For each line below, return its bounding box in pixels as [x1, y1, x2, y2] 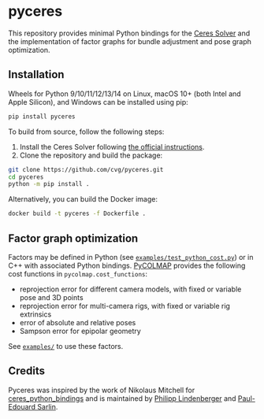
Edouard [8, 402, 36, 411]
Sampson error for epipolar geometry [19, 326, 142, 336]
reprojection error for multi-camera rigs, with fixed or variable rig [19, 301, 231, 310]
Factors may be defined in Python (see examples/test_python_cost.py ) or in [8, 252, 254, 261]
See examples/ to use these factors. [8, 341, 124, 350]
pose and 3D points [19, 292, 84, 302]
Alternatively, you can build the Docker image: [8, 195, 158, 204]
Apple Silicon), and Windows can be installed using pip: [8, 97, 189, 106]
